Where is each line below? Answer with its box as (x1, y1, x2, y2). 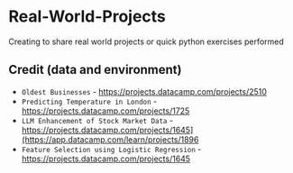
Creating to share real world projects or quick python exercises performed (8, 36, 285, 47)
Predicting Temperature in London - (21, 96, 158, 106)
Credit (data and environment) (8, 62, 182, 77)
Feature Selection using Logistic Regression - (21, 143, 202, 154)
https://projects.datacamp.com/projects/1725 (21, 105, 190, 116)
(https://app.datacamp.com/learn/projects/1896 (21, 133, 199, 145)
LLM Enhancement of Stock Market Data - (21, 114, 173, 125)
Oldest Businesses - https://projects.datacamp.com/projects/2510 (21, 86, 268, 96)
